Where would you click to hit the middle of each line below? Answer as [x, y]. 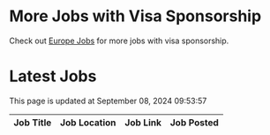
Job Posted [194, 123]
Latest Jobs [53, 76]
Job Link [143, 123]
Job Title [33, 123]
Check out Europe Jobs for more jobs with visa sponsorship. [119, 41]
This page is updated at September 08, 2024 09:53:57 [108, 101]
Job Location [88, 123]
